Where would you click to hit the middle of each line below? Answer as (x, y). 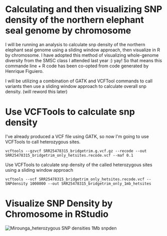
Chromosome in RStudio (57, 214)
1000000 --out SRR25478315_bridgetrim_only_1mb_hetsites (91, 184)
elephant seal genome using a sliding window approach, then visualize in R (83, 50)
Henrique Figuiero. (25, 71)
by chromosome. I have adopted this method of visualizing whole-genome (82, 55)
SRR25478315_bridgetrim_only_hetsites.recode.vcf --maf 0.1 (69, 155)
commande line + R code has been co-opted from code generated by (77, 66)
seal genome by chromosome (68, 31)
